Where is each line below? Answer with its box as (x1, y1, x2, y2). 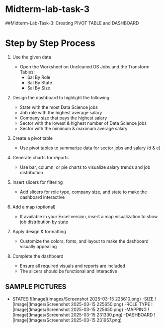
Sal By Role (27, 74, 51, 80)
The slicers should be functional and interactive (19, 268, 118, 274)
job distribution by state (19, 219, 69, 225)
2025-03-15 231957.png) (71, 317, 122, 323)
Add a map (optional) (12, 204, 56, 210)
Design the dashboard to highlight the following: (12, 94, 111, 100)
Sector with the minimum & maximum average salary (19, 125, 128, 131)
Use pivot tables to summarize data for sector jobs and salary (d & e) (19, 145, 161, 151)
